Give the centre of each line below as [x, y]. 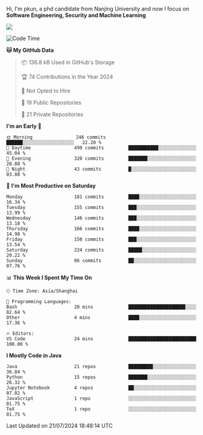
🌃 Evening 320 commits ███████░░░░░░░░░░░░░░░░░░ [101, 159]
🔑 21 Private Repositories [52, 114]
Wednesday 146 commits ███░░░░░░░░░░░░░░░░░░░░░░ [101, 218]
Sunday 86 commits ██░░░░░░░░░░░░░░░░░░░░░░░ [101, 261]
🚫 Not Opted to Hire [46, 91]
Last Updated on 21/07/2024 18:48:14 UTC [60, 426]
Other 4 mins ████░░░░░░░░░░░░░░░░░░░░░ [101, 318]
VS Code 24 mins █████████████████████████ [101, 339]
